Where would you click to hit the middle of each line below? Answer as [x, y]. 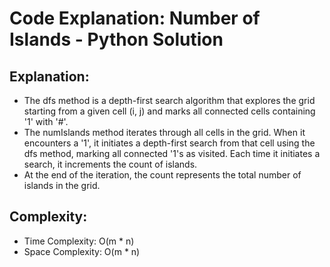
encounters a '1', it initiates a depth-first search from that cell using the [169, 143]
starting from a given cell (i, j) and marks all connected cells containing [169, 111]
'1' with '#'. [46, 121]
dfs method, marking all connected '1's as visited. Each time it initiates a [172, 153]
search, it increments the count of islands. [110, 164]
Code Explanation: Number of [135, 18]
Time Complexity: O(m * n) [79, 241]
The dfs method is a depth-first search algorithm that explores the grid [169, 100]
